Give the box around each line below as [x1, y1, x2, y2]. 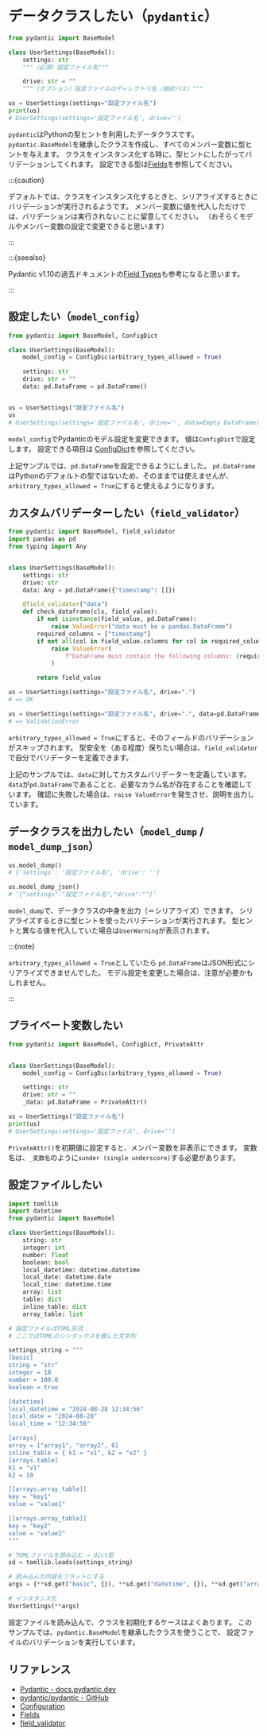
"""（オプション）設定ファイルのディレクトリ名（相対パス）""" [22, 85, 203, 93]
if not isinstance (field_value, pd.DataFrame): [37, 615, 197, 623]
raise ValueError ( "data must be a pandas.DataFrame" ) [50, 623, 233, 631]
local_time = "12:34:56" [8, 1420, 91, 1428]
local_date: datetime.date [22, 1273, 112, 1281]
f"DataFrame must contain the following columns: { [64, 652, 240, 660]
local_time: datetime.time [22, 1281, 112, 1289]
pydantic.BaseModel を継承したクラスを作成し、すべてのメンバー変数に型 [8, 139, 246, 149]
